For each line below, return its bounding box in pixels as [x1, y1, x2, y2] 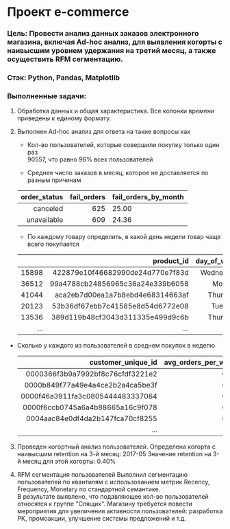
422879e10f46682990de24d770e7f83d [52, 268, 190, 278]
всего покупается [27, 240, 80, 248]
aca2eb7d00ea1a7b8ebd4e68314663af [54, 290, 190, 300]
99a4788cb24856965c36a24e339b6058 [49, 279, 190, 289]
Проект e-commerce [7, 4, 129, 20]
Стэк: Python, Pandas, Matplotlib [7, 73, 120, 82]
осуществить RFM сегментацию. [7, 54, 123, 64]
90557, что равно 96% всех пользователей [27, 155, 153, 164]
